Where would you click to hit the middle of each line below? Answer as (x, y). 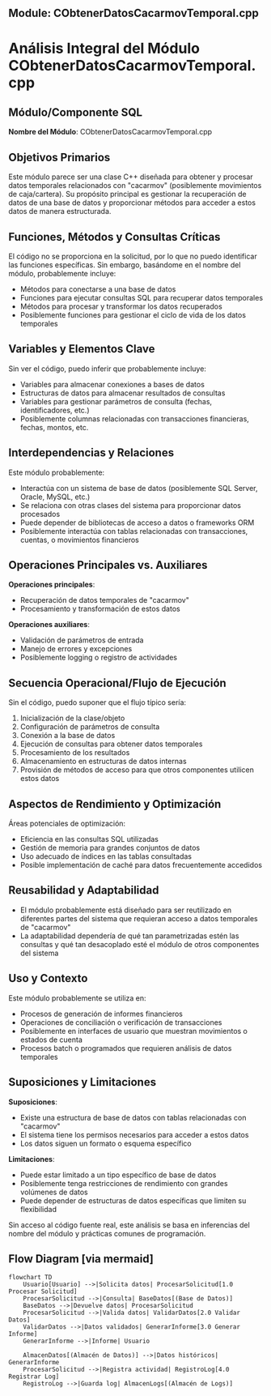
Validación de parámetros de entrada (82, 640)
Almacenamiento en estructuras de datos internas (104, 762)
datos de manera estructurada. (60, 211)
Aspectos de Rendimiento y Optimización (115, 804)
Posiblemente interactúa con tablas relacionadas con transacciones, (134, 531)
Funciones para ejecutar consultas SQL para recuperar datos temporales (142, 298)
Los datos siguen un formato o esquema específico (106, 1143)
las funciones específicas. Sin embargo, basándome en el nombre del (125, 265)
